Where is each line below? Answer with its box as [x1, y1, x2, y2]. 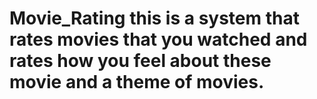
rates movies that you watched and [9, 28, 308, 51]
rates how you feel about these [9, 50, 272, 72]
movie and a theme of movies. [9, 71, 265, 94]
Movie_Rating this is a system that [9, 7, 300, 30]
